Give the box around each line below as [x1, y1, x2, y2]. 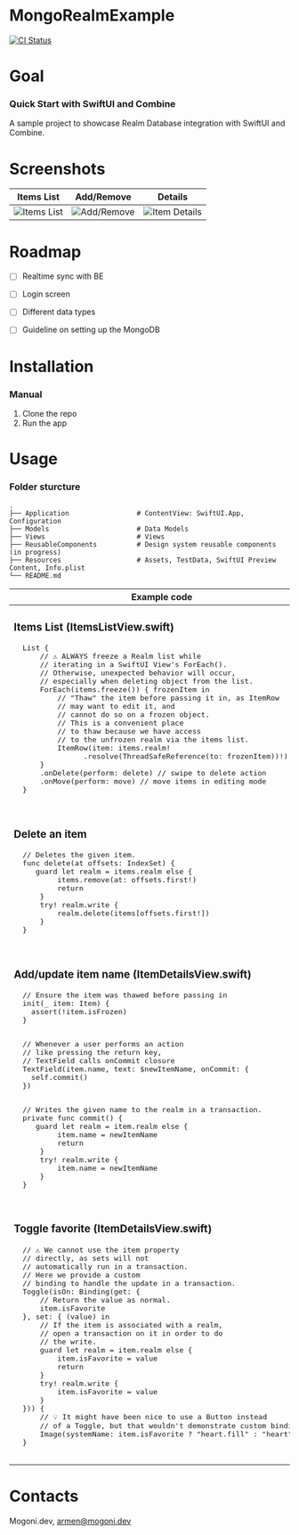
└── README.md [9, 571, 62, 580]
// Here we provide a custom [21, 1271, 141, 1280]
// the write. [39, 1337, 97, 1347]
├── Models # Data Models [9, 524, 190, 533]
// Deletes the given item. [21, 850, 136, 860]
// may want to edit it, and [57, 702, 175, 711]
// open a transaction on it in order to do [39, 1328, 223, 1338]
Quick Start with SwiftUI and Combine [9, 98, 176, 110]
